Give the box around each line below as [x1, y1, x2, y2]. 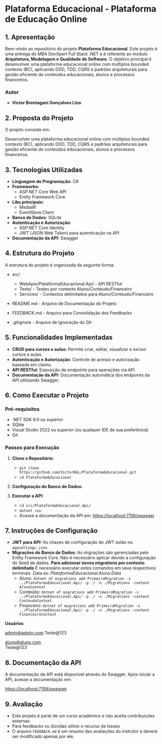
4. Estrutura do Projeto [5, 249, 75, 257]
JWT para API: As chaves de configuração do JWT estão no [12, 539, 133, 545]
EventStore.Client [19, 209, 54, 215]
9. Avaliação [5, 700, 43, 708]
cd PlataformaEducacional [19, 475, 72, 480]
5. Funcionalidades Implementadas [5, 333, 113, 342]
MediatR [19, 204, 36, 210]
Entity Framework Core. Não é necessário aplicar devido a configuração [12, 555, 156, 561]
